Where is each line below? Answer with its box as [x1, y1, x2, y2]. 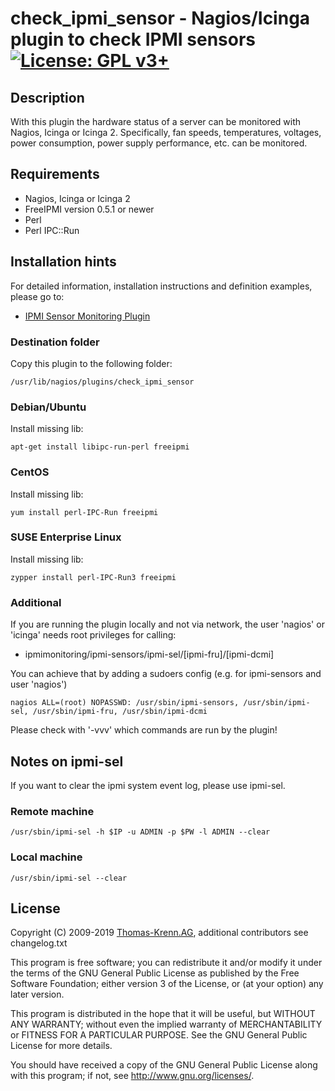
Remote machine [10, 804, 95, 818]
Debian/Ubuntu [10, 400, 87, 414]
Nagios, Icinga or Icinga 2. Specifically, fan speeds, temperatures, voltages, [10, 127, 322, 138]
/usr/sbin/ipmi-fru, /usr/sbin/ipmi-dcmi [32, 707, 208, 717]
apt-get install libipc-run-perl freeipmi [10, 442, 190, 452]
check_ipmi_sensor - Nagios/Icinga [10, 7, 311, 30]
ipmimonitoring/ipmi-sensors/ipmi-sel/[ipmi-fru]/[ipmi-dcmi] [24, 648, 275, 661]
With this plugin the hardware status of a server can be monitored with [10, 116, 302, 127]
